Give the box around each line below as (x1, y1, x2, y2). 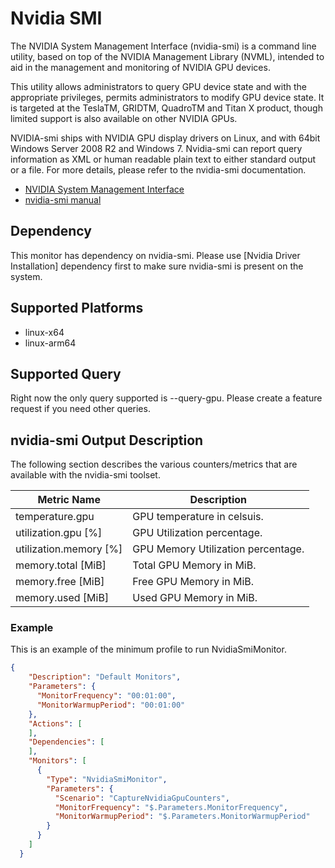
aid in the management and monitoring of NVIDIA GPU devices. (10, 61, 271, 73)
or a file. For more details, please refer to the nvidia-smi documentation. (10, 163, 307, 176)
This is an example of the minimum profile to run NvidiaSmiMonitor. (10, 643, 287, 656)
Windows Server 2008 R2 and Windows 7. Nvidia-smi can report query (10, 142, 303, 154)
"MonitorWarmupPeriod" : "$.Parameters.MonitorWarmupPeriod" (54, 812, 311, 822)
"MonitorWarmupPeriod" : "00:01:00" (36, 700, 186, 710)
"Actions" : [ (28, 718, 83, 729)
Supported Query (10, 365, 122, 382)
